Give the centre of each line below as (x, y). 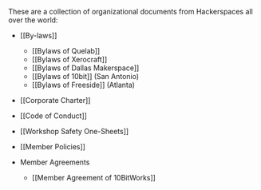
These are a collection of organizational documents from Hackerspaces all (130, 12)
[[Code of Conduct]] (53, 116)
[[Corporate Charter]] (55, 100)
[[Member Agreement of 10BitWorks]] (93, 178)
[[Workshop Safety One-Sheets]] (74, 131)
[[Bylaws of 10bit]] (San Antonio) (85, 76)
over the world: (33, 20)
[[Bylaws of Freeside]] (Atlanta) (83, 85)
